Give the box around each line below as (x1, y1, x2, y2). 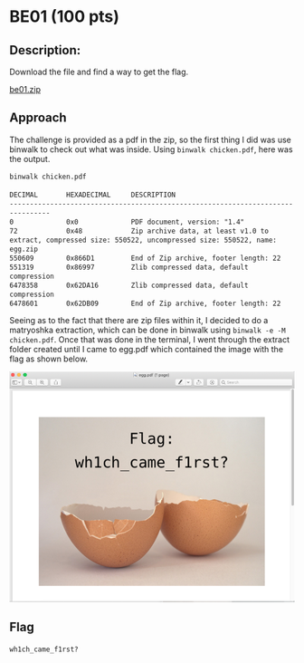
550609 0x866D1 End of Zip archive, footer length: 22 (9, 254, 281, 263)
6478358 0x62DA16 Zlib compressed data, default (9, 281, 249, 290)
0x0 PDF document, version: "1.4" (66, 217, 245, 226)
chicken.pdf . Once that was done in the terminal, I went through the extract (9, 333, 290, 345)
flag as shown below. (9, 353, 89, 364)
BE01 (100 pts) (9, 6, 120, 27)
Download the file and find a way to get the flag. (9, 66, 189, 77)
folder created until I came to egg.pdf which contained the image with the (9, 343, 283, 354)
